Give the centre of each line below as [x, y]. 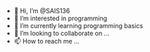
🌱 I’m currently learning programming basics [78, 26]
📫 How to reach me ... [46, 41]
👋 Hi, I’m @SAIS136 [42, 11]
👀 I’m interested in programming [61, 18]
